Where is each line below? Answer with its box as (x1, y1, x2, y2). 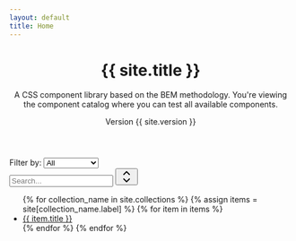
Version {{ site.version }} (105, 116, 196, 127)
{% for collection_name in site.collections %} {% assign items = (22, 194, 258, 205)
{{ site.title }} (100, 60, 201, 81)
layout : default (9, 13, 70, 22)
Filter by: (9, 158, 42, 168)
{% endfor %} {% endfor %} (22, 223, 127, 234)
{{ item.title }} (22, 213, 73, 224)
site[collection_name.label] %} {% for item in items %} (22, 203, 223, 215)
